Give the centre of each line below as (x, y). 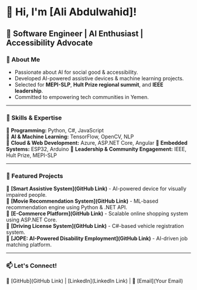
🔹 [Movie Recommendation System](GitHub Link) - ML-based (82, 201)
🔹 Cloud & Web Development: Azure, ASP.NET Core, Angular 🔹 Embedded (97, 143)
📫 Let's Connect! (32, 266)
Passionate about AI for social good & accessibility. (76, 72)
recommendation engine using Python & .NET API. (67, 207)
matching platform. (29, 245)
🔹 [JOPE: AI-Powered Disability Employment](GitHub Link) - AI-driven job (97, 238)
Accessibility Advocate (50, 42)
